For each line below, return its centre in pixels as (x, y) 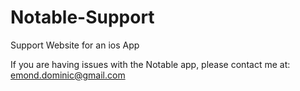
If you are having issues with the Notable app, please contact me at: (150, 64)
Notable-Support (82, 17)
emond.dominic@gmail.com (68, 75)
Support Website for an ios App (75, 45)
